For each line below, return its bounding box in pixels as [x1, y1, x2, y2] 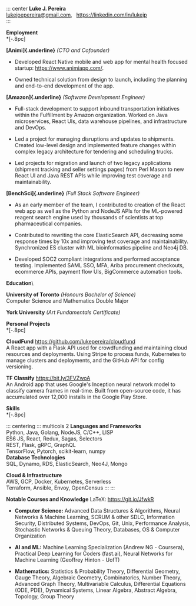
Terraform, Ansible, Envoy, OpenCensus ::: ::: [6, 484, 115, 491]
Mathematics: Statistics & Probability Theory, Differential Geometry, [14, 568, 181, 575]
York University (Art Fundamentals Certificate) [6, 309, 121, 316]
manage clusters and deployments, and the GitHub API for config [6, 357, 164, 364]
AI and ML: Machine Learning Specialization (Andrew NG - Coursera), [14, 544, 184, 550]
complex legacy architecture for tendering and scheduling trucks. [14, 148, 174, 155]
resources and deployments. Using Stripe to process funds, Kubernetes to [6, 351, 187, 357]
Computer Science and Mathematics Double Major [6, 297, 129, 304]
